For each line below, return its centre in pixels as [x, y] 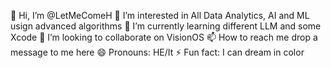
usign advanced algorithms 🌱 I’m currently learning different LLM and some [166, 26]
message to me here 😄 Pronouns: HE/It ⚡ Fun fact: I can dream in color [157, 52]
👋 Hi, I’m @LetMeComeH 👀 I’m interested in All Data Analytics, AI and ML [160, 15]
